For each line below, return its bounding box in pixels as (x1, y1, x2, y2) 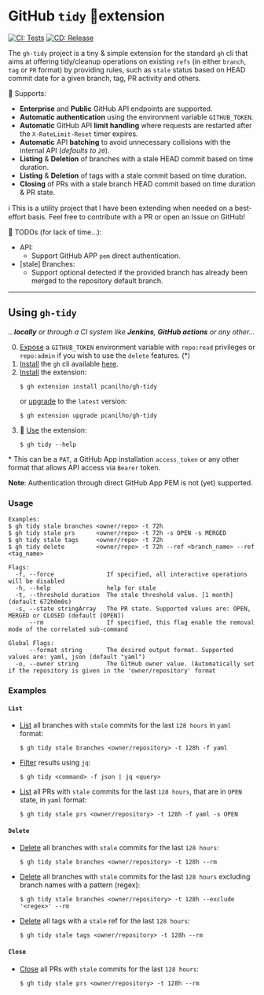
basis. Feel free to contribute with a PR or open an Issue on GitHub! (27, 212, 246, 221)
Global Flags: (8, 639, 55, 647)
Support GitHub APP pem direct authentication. (31, 251, 181, 260)
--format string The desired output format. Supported (28, 647, 234, 654)
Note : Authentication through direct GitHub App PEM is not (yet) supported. (8, 477, 253, 487)
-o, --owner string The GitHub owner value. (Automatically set (15, 660, 255, 668)
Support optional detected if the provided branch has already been (31, 267, 248, 277)
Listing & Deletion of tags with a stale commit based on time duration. (19, 171, 247, 180)
